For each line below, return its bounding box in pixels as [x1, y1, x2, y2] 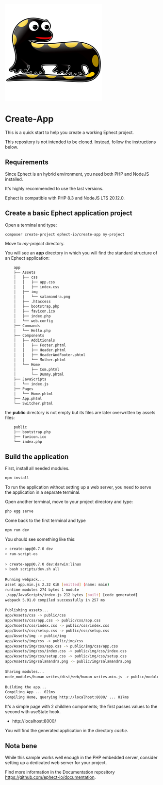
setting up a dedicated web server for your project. [5, 759, 107, 766]
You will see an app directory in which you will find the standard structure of [5, 250, 158, 256]
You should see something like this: [5, 536, 76, 542]
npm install [5, 475, 29, 481]
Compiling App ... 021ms [5, 690, 55, 695]
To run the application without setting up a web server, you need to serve [5, 484, 151, 490]
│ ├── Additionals [14, 338, 55, 343]
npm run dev [5, 528, 29, 533]
